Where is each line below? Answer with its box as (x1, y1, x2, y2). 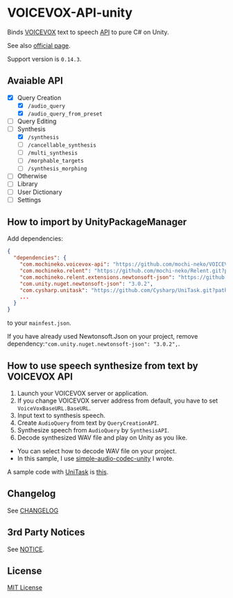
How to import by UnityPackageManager (7, 216, 187, 228)
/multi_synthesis (27, 149, 78, 157)
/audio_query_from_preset (27, 110, 103, 118)
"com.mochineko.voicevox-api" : (19, 261, 110, 268)
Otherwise (17, 172, 47, 180)
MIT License (7, 583, 43, 592)
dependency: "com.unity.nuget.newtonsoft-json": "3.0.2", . (7, 339, 180, 348)
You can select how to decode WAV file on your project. (17, 447, 177, 455)
